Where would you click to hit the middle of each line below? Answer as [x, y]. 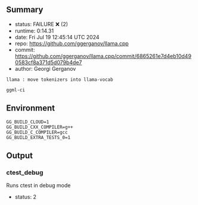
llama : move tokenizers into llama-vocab [60, 80]
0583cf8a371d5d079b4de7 [48, 62]
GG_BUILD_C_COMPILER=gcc [37, 132]
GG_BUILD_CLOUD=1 [28, 122]
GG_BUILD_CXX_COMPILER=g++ [40, 127]
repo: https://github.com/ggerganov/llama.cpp [72, 43]
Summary [25, 10]
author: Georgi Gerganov [45, 68]
